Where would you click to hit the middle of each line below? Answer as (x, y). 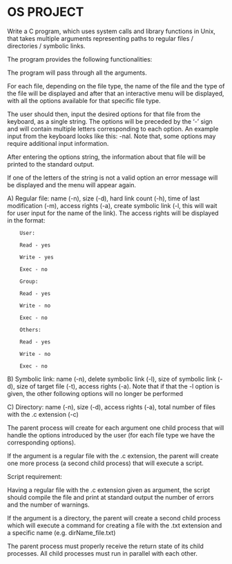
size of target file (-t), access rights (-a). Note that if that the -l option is (118, 386)
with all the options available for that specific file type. (84, 100)
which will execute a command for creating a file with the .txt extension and (115, 525)
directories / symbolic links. (46, 46)
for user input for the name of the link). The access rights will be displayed (113, 213)
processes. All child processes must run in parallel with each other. (103, 553)
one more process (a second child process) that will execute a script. (105, 463)
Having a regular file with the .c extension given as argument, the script (109, 490)
